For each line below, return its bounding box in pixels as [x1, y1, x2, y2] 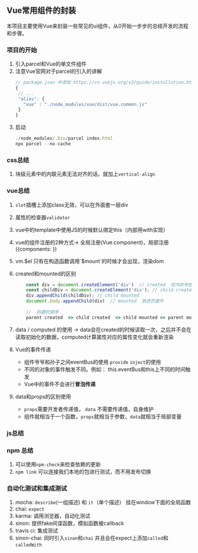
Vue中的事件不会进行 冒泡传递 [24, 380, 96, 388]
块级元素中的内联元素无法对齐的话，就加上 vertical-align [15, 170, 156, 178]
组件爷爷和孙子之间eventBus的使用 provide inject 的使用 [24, 358, 161, 365]
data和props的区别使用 [15, 393, 71, 400]
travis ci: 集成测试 [15, 527, 58, 534]
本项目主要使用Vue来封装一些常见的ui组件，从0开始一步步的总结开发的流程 [6, 22, 189, 29]
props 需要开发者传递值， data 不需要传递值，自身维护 [24, 405, 154, 412]
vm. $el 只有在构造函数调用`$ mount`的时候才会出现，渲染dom [15, 257, 164, 264]
